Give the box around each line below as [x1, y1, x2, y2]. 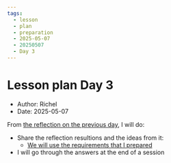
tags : [7, 10, 23, 17]
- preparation [13, 29, 53, 36]
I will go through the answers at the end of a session [16, 148, 165, 156]
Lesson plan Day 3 [7, 78, 114, 93]
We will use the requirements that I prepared [27, 140, 153, 149]
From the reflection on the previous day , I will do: [7, 120, 145, 128]
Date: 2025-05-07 [16, 107, 69, 115]
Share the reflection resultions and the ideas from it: [16, 134, 164, 142]
